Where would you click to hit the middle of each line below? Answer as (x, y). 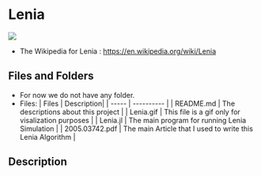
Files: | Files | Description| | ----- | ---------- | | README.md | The (127, 103)
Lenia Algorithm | (47, 137)
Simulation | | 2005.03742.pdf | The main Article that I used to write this (136, 129)
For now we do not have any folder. (77, 95)
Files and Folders (51, 76)
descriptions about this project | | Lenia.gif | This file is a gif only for (130, 111)
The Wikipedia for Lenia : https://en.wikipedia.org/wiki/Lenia (117, 51)
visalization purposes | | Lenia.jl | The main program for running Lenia (133, 120)
